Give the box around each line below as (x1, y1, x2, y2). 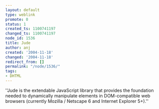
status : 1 (5, 21, 26, 27)
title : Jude (5, 41, 31, 46)
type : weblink (5, 12, 36, 17)
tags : (5, 69, 17, 74)
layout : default (5, 7, 40, 13)
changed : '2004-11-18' (5, 54, 54, 60)
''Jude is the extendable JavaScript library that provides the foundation (5, 87, 154, 93)
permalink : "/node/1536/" (5, 64, 60, 69)
